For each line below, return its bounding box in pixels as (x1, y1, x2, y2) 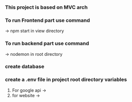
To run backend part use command (5, 40, 89, 47)
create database (5, 63, 45, 70)
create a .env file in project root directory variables (5, 76, 127, 83)
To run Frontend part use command (5, 17, 90, 23)
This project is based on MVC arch (5, 4, 88, 11)
